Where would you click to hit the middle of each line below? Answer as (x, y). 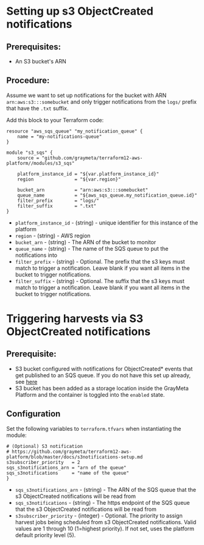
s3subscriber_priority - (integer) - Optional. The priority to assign (99, 515)
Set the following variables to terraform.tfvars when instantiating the (94, 428)
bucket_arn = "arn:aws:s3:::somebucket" (83, 190)
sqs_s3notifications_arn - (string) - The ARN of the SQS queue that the (106, 489)
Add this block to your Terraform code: (55, 120)
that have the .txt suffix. (37, 108)
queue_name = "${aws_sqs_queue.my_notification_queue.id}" (107, 195)
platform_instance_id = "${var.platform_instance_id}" (88, 174)
